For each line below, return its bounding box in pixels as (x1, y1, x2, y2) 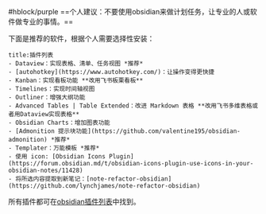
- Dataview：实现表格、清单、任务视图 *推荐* (8, 60, 144, 68)
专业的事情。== (21, 17, 74, 26)
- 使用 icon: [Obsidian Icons (8, 153, 106, 161)
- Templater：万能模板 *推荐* (8, 144, 100, 152)
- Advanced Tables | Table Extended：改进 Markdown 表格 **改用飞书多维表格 (8, 102, 253, 110)
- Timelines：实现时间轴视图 (8, 85, 95, 93)
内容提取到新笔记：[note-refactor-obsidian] (33, 175, 172, 183)
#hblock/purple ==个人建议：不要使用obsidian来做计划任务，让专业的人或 (8, 7, 250, 16)
